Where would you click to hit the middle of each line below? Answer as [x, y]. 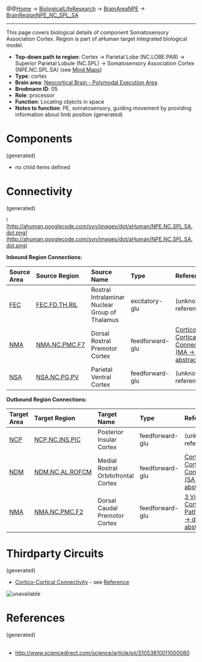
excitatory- [146, 301]
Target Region [55, 418]
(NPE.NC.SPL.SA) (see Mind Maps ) [58, 70]
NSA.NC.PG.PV [57, 377]
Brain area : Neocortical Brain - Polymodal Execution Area [86, 83]
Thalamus [105, 320]
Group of [104, 312]
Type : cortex [31, 76]
